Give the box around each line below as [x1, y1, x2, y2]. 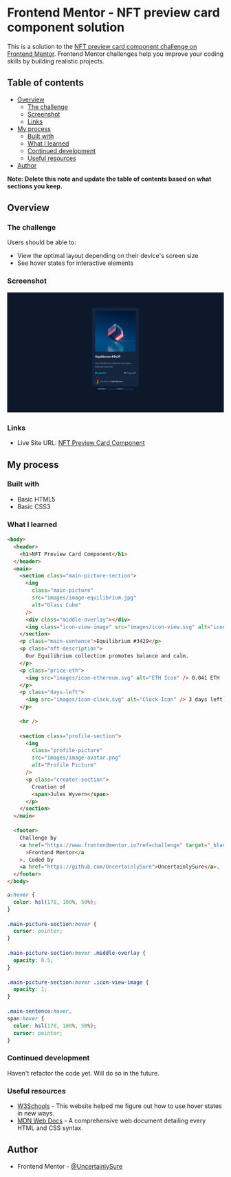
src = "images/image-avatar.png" [32, 754, 122, 762]
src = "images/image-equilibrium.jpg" [32, 595, 137, 602]
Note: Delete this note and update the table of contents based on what [7, 175, 212, 183]
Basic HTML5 [16, 495, 56, 503]
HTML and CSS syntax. [16, 1124, 84, 1132]
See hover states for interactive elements [16, 259, 134, 267]
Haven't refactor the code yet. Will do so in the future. [7, 1069, 159, 1077]
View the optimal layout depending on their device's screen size [16, 252, 199, 260]
